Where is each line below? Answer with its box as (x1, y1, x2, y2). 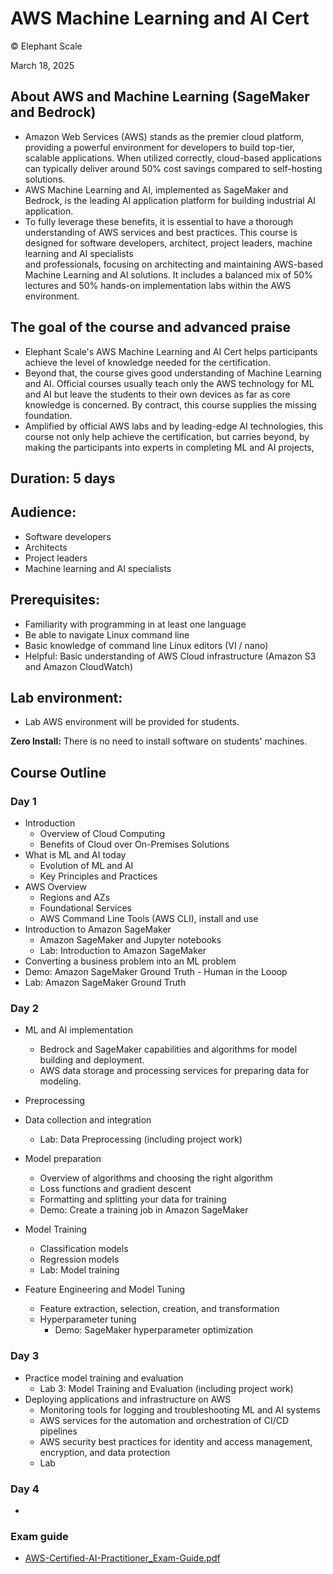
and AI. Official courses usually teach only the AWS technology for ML (24, 377, 315, 389)
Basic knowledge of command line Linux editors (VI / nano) (24, 639, 269, 651)
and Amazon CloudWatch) (24, 660, 133, 672)
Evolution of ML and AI (39, 860, 134, 872)
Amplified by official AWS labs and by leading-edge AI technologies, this (24, 420, 324, 432)
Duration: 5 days (10, 470, 116, 487)
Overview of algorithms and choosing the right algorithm (39, 1172, 273, 1184)
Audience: (10, 504, 77, 521)
